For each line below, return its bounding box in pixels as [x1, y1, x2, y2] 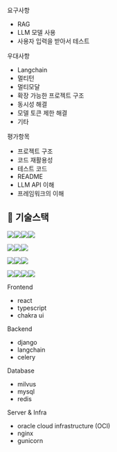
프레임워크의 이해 [17, 189, 64, 197]
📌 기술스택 [7, 212, 50, 224]
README [17, 173, 44, 180]
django [17, 338, 37, 346]
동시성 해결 [17, 100, 48, 108]
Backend [7, 325, 33, 333]
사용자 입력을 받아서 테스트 [17, 37, 90, 45]
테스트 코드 [17, 164, 48, 173]
